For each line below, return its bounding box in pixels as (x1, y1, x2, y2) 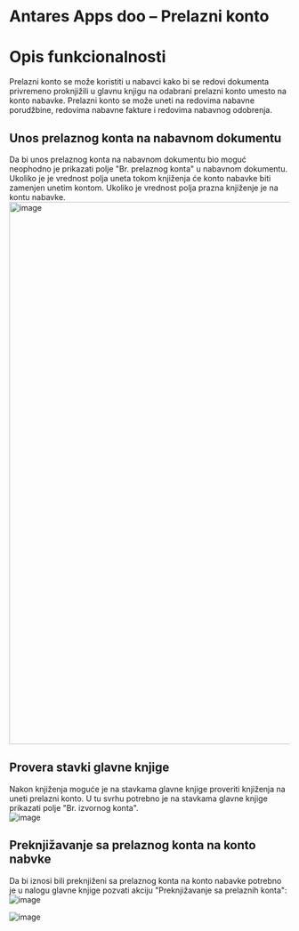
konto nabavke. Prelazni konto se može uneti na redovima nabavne (9, 95, 255, 106)
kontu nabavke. (9, 191, 66, 202)
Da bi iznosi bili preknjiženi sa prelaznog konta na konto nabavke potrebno (9, 875, 282, 886)
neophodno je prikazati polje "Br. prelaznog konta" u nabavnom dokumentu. (9, 163, 287, 174)
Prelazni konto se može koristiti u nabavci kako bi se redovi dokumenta (9, 76, 270, 87)
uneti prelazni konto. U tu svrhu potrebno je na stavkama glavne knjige (9, 793, 269, 804)
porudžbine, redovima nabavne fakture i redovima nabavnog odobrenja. (9, 105, 273, 116)
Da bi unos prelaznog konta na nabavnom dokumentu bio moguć (9, 154, 247, 165)
